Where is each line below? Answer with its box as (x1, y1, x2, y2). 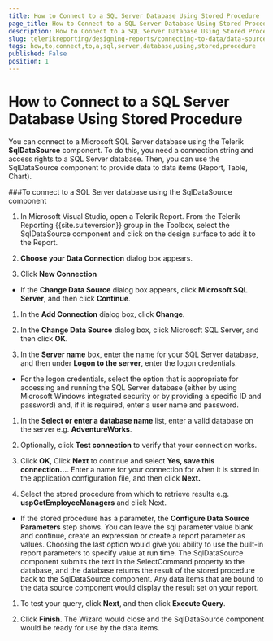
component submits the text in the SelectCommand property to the (19, 556, 245, 566)
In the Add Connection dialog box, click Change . (19, 309, 185, 318)
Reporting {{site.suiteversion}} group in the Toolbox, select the (19, 220, 230, 230)
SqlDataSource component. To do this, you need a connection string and (8, 145, 254, 155)
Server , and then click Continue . (19, 293, 132, 303)
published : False (8, 50, 67, 58)
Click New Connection (19, 269, 97, 279)
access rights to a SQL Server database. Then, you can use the (8, 154, 220, 164)
